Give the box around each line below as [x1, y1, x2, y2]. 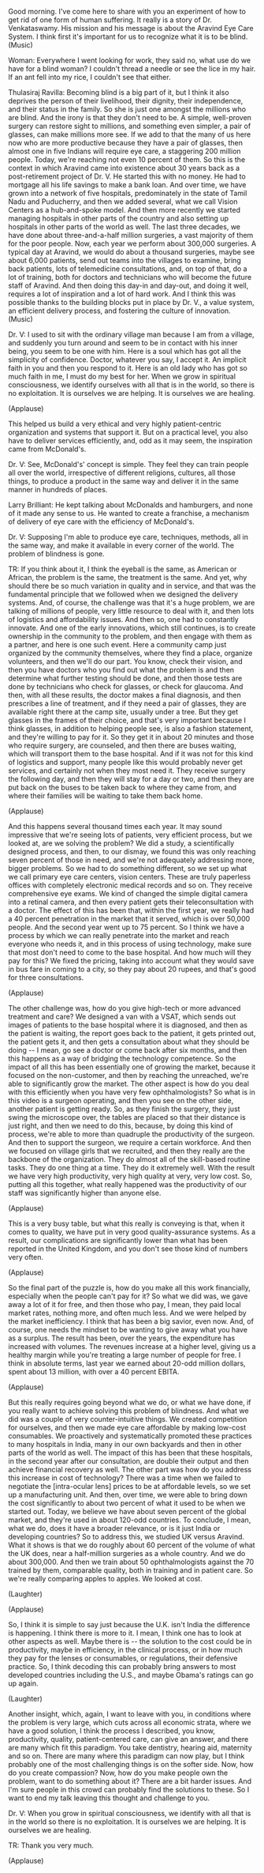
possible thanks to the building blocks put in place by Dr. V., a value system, [8, 298, 255, 307]
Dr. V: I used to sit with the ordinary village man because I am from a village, [8, 330, 255, 339]
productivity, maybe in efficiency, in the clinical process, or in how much [8, 1645, 243, 1654]
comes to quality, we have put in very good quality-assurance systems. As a [8, 1227, 256, 1236]
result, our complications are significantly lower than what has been [8, 1236, 229, 1245]
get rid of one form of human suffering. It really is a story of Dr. [8, 15, 213, 24]
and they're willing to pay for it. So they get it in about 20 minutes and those [8, 733, 255, 741]
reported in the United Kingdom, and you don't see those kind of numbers [8, 1244, 248, 1253]
